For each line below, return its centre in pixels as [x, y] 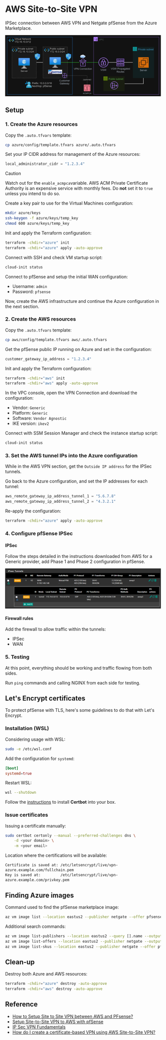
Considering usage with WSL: [35, 739]
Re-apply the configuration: [33, 511]
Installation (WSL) [27, 728]
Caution [13, 173]
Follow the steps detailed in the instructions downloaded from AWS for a [79, 556]
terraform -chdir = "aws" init [35, 378]
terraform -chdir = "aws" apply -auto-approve [52, 383]
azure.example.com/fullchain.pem [40, 870]
